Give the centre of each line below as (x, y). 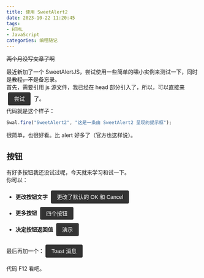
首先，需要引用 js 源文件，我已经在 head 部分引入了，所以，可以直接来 (96, 87)
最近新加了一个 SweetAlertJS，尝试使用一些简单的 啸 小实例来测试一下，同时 (102, 72)
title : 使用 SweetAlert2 (37, 12)
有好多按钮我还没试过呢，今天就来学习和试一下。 (68, 172)
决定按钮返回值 (34, 229)
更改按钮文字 (31, 197)
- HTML (15, 29)
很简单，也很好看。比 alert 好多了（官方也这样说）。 (71, 135)
